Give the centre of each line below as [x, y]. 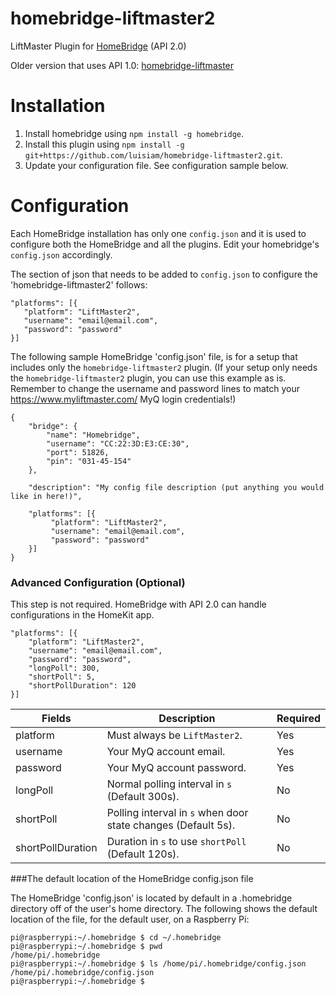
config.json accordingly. [61, 254]
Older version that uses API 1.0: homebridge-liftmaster [122, 65]
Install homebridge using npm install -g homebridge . [134, 133]
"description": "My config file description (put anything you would [176, 487]
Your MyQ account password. [176, 768]
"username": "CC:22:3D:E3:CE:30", [118, 443]
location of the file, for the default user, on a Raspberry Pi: [130, 919]
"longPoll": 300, [64, 668]
